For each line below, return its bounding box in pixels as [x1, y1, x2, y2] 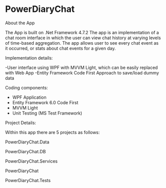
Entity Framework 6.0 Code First [12, 99, 78, 105]
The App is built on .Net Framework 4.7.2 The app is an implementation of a [5, 29, 160, 35]
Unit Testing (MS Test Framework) [12, 110, 83, 116]
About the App [5, 20, 35, 26]
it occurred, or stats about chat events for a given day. [5, 45, 116, 51]
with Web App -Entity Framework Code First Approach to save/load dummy [5, 69, 160, 75]
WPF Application [12, 94, 47, 100]
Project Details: [5, 120, 36, 125]
